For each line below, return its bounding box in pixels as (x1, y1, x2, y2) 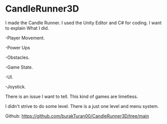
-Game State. (5, 64, 33, 70)
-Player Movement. (5, 35, 45, 41)
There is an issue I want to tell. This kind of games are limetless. (5, 93, 138, 99)
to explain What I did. (5, 25, 49, 31)
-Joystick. (5, 84, 26, 90)
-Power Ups (5, 44, 30, 50)
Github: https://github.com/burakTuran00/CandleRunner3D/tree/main (5, 113, 149, 119)
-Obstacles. (5, 54, 30, 60)
